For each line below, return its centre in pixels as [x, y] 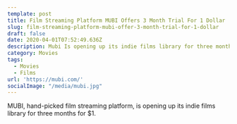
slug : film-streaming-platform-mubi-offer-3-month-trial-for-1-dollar [113, 27]
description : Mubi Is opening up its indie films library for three [110, 46]
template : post [30, 14]
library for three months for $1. [52, 113]
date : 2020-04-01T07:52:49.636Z [55, 40]
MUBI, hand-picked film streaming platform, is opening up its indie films [111, 106]
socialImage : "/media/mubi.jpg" [55, 86]
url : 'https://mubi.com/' [45, 79]
